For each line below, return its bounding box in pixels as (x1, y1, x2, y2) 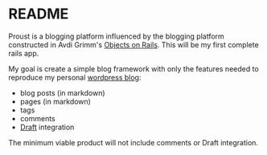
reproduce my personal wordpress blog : (8, 72, 142, 82)
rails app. (8, 48, 39, 58)
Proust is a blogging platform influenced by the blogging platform (8, 31, 225, 41)
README (8, 5, 69, 23)
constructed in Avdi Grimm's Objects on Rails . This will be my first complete (8, 39, 259, 49)
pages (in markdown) (19, 96, 91, 106)
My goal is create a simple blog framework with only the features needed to (8, 63, 259, 73)
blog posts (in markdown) (19, 88, 106, 97)
